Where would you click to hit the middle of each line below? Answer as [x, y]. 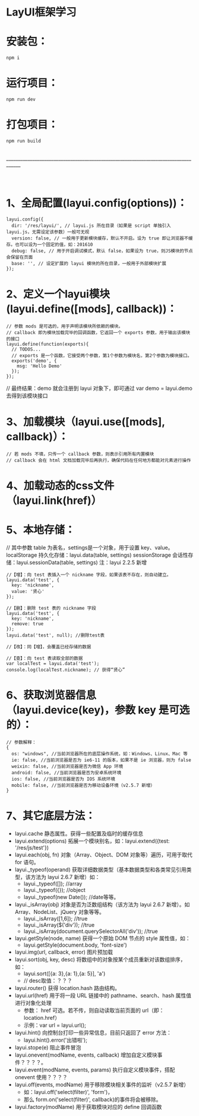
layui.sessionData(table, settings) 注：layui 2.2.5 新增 [82, 562]
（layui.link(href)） [54, 500]
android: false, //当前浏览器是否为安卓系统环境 [67, 773]
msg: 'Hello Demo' [40, 366]
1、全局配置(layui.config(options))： [97, 203]
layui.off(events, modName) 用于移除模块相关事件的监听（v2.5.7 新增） [102, 1085]
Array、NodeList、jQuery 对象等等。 [60, 912]
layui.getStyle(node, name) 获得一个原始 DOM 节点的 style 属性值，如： [102, 938]
